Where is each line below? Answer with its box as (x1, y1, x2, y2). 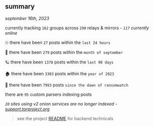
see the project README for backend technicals (17, 115, 114, 121)
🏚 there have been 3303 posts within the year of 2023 (5, 70, 115, 76)
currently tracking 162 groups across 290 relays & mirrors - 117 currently (5, 25, 150, 31)
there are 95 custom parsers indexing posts (5, 91, 92, 97)
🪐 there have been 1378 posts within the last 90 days (5, 59, 114, 65)
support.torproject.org (5, 106, 50, 112)
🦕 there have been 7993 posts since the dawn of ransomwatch (5, 82, 129, 88)
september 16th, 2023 (5, 15, 50, 21)
